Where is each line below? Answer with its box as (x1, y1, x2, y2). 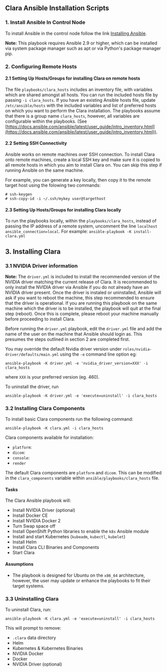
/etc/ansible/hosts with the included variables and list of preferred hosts (5, 102, 157, 108)
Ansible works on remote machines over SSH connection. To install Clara (5, 152, 155, 158)
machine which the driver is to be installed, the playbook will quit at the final (5, 305, 161, 311)
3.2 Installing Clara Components (5, 405, 85, 412)
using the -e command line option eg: (59, 351, 137, 357)
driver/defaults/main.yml (5, 352, 59, 357)
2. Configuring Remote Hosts (5, 63, 77, 70)
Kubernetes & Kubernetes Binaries (12, 645, 83, 651)
